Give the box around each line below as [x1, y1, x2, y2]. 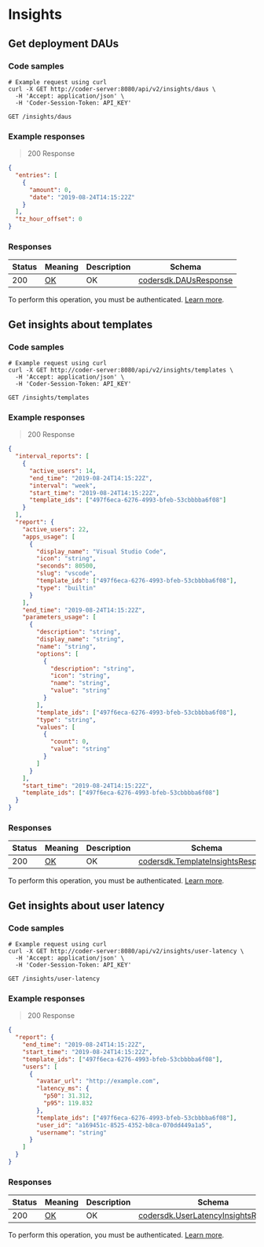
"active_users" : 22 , [22, 525, 90, 533]
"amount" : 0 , [28, 186, 72, 194]
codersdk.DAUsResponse [138, 275, 233, 286]
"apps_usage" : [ [22, 533, 76, 541]
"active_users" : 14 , [28, 467, 97, 475]
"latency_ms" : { [36, 1085, 90, 1093]
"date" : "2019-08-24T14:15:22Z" [28, 193, 135, 202]
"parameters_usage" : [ [22, 613, 97, 621]
